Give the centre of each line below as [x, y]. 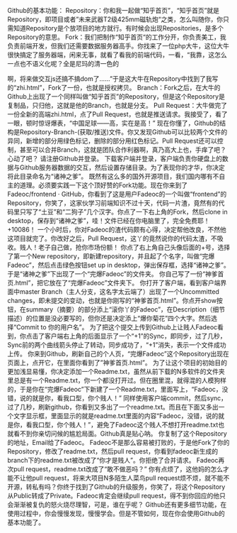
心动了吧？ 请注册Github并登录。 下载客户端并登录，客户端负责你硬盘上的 [115, 159]
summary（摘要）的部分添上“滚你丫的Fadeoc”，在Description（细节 [125, 309]
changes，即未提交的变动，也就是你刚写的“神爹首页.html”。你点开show [112, 301]
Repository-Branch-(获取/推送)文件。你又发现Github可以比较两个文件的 [123, 132]
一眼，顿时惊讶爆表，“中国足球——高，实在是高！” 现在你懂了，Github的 [114, 123]
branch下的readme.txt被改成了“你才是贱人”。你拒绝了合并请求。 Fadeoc [113, 460]
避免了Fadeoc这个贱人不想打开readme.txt [157, 425]
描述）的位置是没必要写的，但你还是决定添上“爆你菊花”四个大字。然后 [109, 318]
